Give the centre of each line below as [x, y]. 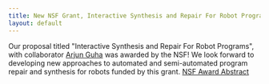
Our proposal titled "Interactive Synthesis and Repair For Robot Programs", [131, 46]
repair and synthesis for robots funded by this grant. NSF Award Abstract [129, 71]
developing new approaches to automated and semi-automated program [128, 63]
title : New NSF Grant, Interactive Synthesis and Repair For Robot [123, 16]
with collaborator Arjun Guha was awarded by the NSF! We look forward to [131, 54]
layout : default [35, 23]
